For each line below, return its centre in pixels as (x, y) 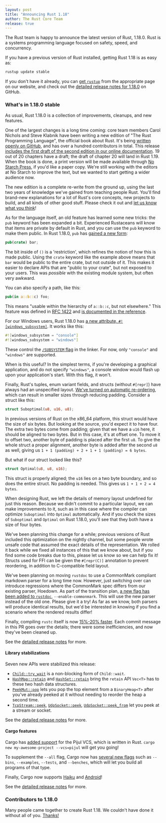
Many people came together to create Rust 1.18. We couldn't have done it (79, 810)
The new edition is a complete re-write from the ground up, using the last (80, 187)
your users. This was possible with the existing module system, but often (79, 273)
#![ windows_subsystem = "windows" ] (42, 340)
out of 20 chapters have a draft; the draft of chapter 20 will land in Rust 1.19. (82, 157)
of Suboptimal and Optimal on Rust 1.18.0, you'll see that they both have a (79, 519)
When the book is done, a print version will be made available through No (80, 162)
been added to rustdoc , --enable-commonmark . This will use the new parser (80, 596)
